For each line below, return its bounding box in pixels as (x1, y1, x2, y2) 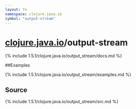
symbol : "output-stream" (5, 16, 56, 21)
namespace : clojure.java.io (5, 12, 62, 16)
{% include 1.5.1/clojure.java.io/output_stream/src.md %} (5, 99, 118, 105)
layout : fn (5, 7, 27, 12)
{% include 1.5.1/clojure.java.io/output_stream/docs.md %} (5, 53, 122, 59)
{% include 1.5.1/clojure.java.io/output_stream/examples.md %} (5, 72, 132, 78)
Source (5, 86, 28, 94)
